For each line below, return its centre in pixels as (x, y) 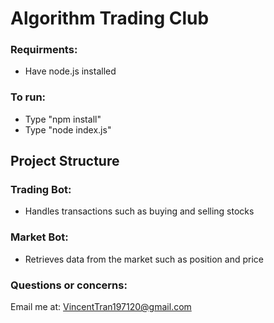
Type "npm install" (63, 119)
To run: (28, 97)
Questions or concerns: (69, 285)
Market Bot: (39, 237)
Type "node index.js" (68, 129)
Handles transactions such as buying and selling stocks (139, 211)
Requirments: (44, 50)
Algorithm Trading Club (110, 18)
